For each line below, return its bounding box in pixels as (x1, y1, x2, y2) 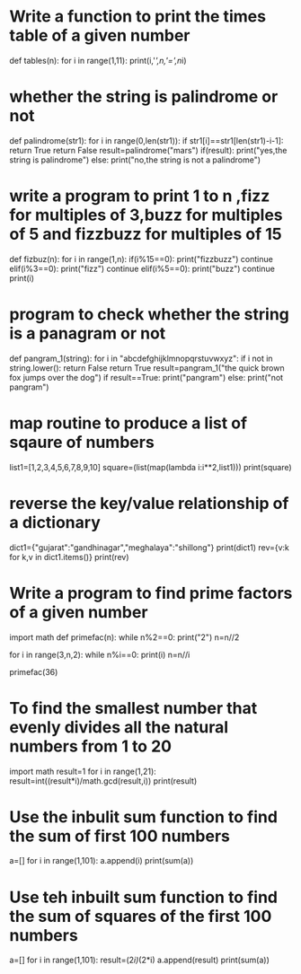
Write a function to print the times (9, 6, 267, 27)
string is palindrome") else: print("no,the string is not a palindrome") (9, 154, 261, 165)
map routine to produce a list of (9, 413, 248, 433)
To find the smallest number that (9, 698, 258, 718)
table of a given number (9, 25, 190, 46)
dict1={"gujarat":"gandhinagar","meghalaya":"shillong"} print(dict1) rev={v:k (9, 541, 290, 553)
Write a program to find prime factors (9, 583, 293, 603)
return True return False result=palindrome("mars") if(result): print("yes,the (9, 145, 288, 155)
